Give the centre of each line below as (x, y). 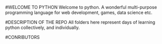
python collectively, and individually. (42, 27)
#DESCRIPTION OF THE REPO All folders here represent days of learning (80, 22)
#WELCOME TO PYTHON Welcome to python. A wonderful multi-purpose (81, 7)
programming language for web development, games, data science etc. (79, 12)
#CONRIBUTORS (22, 37)
